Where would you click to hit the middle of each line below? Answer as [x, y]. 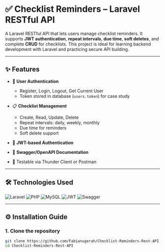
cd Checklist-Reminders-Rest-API [39, 246]
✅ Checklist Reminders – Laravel [73, 9]
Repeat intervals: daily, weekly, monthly [59, 122]
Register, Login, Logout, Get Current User [61, 91]
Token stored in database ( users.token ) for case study [75, 96]
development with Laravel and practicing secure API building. [67, 49]
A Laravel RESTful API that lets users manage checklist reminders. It [74, 34]
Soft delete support [39, 133]
